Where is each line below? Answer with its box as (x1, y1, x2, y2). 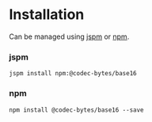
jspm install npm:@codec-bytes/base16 (9, 70, 137, 78)
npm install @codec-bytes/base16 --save (9, 105, 145, 114)
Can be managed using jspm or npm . (9, 32, 130, 41)
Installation (9, 6, 85, 24)
